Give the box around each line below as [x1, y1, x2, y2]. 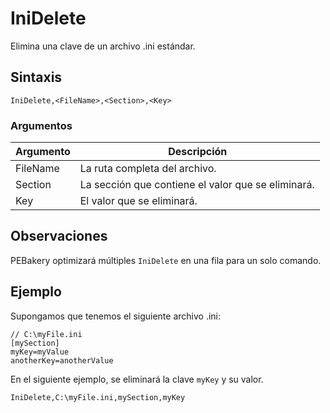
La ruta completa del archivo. [79, 162, 217, 176]
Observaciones [10, 228, 108, 245]
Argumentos [10, 118, 73, 132]
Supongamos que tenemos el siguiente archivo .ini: [10, 310, 222, 322]
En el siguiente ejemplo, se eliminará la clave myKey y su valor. [10, 373, 264, 385]
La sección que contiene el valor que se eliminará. [79, 178, 315, 192]
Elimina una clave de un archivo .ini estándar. [10, 40, 196, 52]
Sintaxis [10, 69, 63, 86]
